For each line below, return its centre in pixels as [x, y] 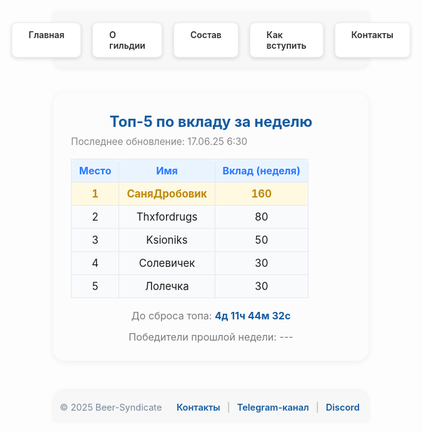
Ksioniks [167, 240]
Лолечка [167, 286]
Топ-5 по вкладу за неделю [211, 121]
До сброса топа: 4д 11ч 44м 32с [211, 315]
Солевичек [167, 263]
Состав [205, 34]
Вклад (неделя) [261, 170]
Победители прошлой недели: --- [211, 337]
